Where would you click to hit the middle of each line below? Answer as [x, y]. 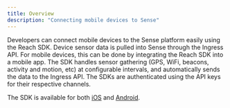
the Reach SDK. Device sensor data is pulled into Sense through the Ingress [115, 47]
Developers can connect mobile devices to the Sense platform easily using [114, 39]
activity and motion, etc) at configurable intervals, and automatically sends [114, 69]
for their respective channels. [49, 84]
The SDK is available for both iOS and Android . [74, 97]
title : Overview [30, 13]
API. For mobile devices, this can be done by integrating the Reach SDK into [115, 54]
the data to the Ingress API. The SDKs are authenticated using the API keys [114, 76]
